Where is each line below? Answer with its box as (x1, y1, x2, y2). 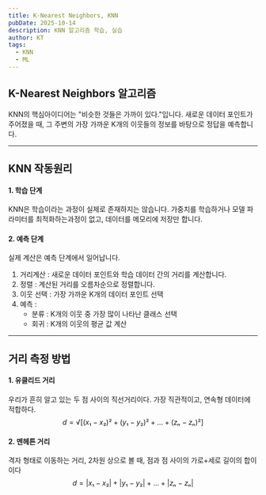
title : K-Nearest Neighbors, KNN (8, 11, 119, 20)
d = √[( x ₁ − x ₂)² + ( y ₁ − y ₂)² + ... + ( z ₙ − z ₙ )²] (62, 418, 204, 427)
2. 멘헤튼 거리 (8, 436, 51, 446)
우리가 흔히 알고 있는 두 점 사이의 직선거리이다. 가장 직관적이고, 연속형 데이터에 (8, 395, 251, 404)
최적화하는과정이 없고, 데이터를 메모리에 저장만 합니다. (35, 214, 203, 224)
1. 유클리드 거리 (8, 376, 55, 385)
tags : (8, 41, 26, 49)
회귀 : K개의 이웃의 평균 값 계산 (31, 319, 127, 329)
